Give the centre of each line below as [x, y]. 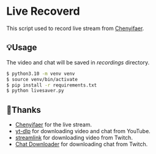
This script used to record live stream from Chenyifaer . [75, 28]
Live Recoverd [43, 11]
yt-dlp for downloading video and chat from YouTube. [83, 131]
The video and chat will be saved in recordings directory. [78, 62]
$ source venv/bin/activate [42, 79]
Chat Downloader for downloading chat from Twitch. [81, 144]
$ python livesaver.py [35, 91]
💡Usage [22, 48]
